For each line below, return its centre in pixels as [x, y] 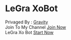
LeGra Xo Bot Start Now [29, 32]
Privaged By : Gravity [27, 22]
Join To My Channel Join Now [36, 27]
